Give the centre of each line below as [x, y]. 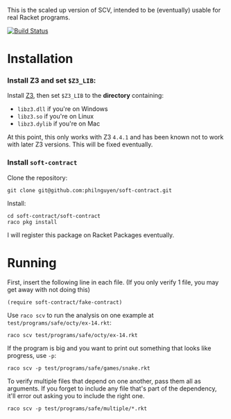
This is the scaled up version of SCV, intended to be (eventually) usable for [114, 10]
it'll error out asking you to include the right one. [76, 395]
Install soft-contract [42, 162]
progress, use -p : [32, 355]
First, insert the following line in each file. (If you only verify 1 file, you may [113, 282]
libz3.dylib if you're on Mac [59, 123]
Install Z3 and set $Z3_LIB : [52, 80]
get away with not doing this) [49, 289]
